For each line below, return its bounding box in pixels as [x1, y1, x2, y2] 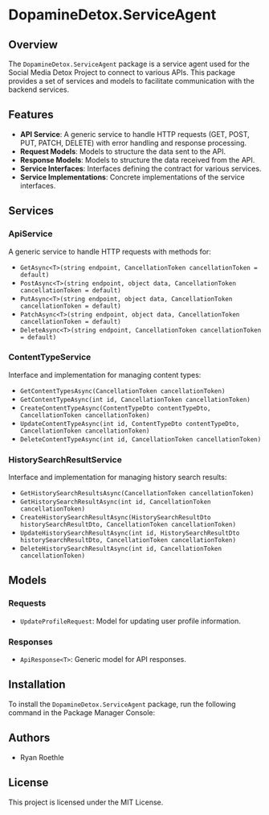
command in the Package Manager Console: [8, 707, 156, 718]
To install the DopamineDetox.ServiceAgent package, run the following [8, 699, 236, 709]
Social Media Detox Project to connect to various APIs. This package [8, 68, 235, 77]
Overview [8, 38, 59, 52]
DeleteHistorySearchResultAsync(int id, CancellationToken [19, 545, 222, 553]
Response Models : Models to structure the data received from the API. [19, 155, 255, 164]
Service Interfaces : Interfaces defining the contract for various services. [19, 163, 262, 173]
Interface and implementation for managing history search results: [8, 473, 227, 482]
